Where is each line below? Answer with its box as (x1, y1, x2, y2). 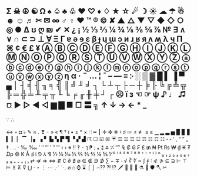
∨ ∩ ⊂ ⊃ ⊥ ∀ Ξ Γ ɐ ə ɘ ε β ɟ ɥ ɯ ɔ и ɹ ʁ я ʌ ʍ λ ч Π (6, 34, 183, 44)
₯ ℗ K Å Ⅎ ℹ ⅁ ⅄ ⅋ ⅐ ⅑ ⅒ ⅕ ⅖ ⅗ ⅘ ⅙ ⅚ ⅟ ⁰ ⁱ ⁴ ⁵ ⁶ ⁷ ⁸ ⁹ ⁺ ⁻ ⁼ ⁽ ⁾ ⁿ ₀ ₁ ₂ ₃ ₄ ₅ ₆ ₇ (6, 150, 190, 158)
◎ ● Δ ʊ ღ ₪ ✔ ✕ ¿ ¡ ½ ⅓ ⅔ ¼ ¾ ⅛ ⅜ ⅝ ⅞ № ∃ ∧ (6, 25, 186, 35)
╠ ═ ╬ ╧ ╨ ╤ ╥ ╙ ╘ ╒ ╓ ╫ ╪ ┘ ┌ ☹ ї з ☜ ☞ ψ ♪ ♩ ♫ (6, 90, 186, 100)
